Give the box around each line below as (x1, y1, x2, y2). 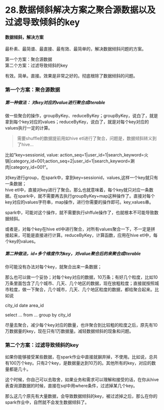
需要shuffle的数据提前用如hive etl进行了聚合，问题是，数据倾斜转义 (17, 135, 153, 141)
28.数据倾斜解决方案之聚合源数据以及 (5, 4, 156, 16)
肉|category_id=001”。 (5, 164, 51, 170)
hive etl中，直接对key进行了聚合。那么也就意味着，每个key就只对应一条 (5, 187, 149, 193)
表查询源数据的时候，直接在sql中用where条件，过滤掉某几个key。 (5, 383, 138, 388)
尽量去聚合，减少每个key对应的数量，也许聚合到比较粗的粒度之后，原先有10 (5, 322, 158, 328)
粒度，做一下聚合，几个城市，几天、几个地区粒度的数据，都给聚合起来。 (9, 286, 155, 292)
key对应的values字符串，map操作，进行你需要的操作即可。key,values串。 (5, 199, 154, 205)
